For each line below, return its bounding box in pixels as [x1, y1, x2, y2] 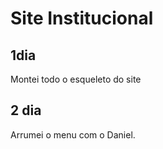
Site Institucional [10, 7, 154, 30]
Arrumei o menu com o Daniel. [10, 128, 136, 141]
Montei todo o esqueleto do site [10, 73, 142, 85]
